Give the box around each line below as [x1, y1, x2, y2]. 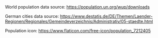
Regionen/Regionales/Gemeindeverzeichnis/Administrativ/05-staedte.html [5, 19, 154, 24]
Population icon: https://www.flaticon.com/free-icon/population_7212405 [5, 28, 151, 33]
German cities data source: [5, 13, 59, 19]
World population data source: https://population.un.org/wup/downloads [5, 4, 150, 10]
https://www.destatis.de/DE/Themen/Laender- [60, 13, 153, 19]
